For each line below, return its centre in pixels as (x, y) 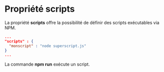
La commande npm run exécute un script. (47, 64)
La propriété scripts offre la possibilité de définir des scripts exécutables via (82, 23)
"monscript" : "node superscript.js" (48, 46)
